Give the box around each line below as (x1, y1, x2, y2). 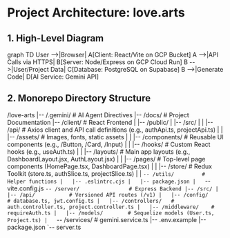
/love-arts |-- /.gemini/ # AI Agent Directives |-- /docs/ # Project (7, 110, 190, 119)
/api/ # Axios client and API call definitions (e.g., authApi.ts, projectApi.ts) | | (7, 126, 223, 134)
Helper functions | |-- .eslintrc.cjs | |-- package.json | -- (7, 177, 211, 185)
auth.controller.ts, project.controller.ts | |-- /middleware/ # (7, 204, 215, 210)
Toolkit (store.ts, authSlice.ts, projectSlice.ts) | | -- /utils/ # (7, 169, 206, 177)
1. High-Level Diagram (7, 32, 104, 44)
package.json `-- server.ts (7, 223, 82, 231)
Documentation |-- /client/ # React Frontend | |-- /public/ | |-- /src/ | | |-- (7, 118, 213, 126)
